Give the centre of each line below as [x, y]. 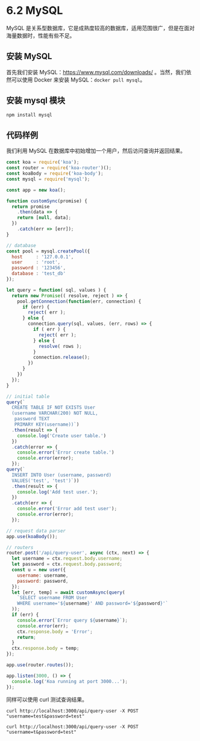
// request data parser [36, 531]
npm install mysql [29, 115]
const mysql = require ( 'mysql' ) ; [48, 179]
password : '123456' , [39, 268]
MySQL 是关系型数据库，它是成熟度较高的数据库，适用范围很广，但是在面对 [101, 28]
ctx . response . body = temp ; [45, 649]
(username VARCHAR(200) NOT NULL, [55, 413]
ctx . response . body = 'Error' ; [55, 632]
